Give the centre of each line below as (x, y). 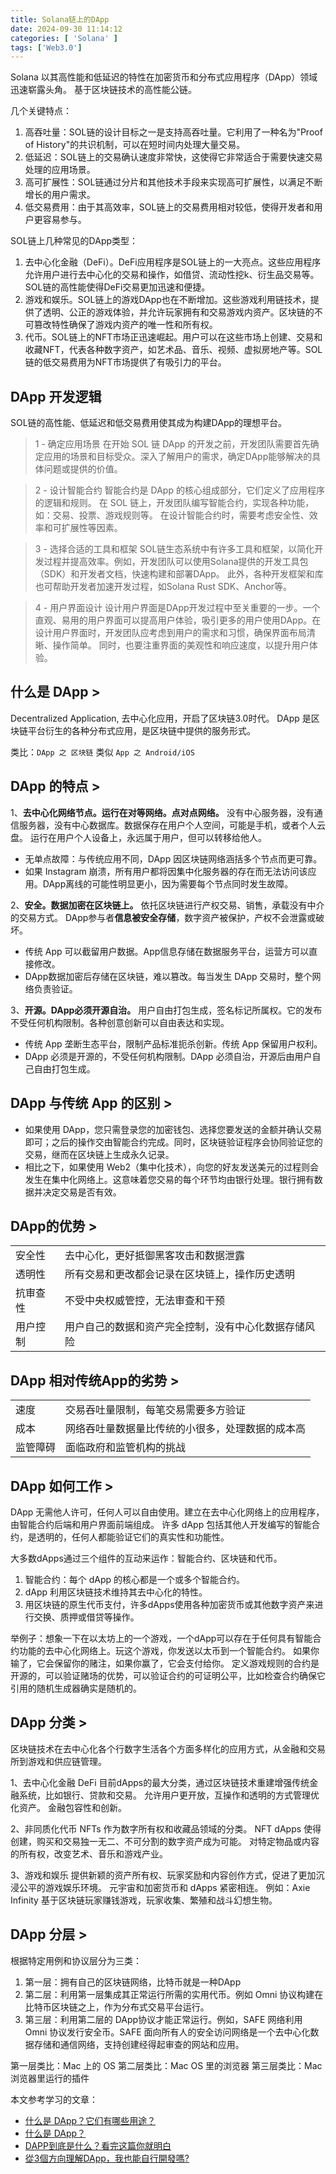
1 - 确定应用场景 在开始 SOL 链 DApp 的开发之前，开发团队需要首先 (172, 444)
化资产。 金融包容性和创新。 (68, 1807)
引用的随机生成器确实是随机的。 (76, 1688)
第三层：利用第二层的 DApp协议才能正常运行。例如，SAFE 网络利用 (163, 2019)
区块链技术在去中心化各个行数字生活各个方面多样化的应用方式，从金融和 (159, 1748)
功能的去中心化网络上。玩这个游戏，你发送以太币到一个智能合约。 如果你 (169, 1650)
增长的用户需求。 (60, 195)
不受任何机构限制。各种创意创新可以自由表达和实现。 (120, 1022)
